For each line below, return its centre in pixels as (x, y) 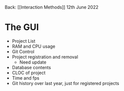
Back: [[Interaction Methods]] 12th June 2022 (51, 7)
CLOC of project (29, 73)
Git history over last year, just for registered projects (65, 83)
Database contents (31, 67)
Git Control (23, 51)
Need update (33, 62)
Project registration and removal (45, 57)
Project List (23, 41)
